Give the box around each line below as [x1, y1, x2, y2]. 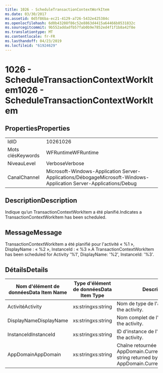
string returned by [116, 354, 158, 361]
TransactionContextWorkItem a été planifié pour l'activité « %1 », [5, 241, 135, 247]
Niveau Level [7, 160, 36, 167]
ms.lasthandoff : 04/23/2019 [5, 39, 62, 44]
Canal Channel [7, 174, 40, 181]
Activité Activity [7, 303, 42, 310]
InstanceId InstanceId [7, 331, 56, 338]
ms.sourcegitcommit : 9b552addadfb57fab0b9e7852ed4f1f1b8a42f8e [5, 25, 136, 30]
